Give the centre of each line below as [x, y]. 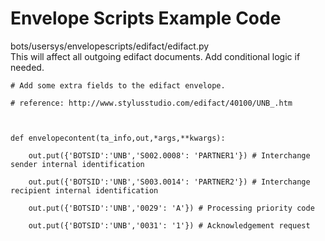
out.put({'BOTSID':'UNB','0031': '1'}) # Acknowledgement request [169, 225]
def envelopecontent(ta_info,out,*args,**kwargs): [118, 138]
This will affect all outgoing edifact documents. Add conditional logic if [155, 56]
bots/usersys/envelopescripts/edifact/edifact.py [110, 46]
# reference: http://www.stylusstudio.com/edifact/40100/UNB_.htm [151, 103]
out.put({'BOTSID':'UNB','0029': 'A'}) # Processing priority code [171, 208]
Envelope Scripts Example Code [146, 18]
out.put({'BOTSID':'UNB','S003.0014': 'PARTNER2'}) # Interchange [169, 182]
